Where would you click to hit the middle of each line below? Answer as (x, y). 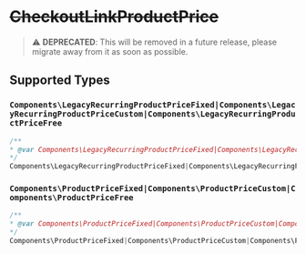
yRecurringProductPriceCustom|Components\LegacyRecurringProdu (153, 114)
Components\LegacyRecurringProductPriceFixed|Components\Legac (153, 105)
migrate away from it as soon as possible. (110, 51)
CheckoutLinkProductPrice (114, 17)
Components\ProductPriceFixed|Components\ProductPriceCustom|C (153, 189)
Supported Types (60, 81)
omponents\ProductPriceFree (71, 198)
